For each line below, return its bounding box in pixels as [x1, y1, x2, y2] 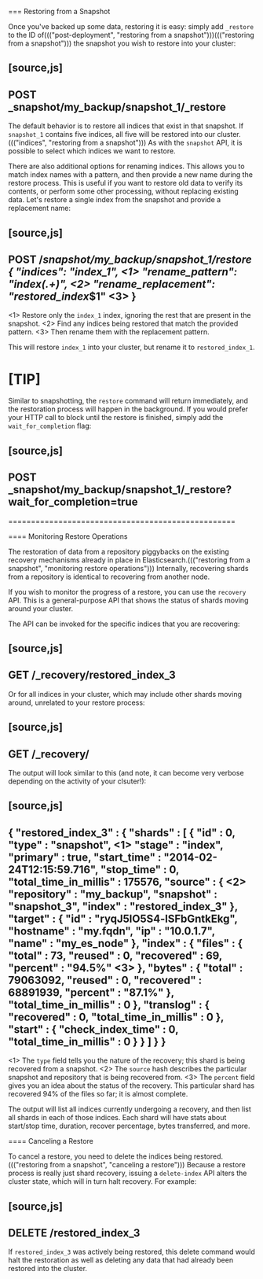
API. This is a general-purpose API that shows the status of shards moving [8, 595, 249, 605]
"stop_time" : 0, [100, 863, 179, 876]
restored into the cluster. [8, 1264, 88, 1273]
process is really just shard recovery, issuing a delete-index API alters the [8, 1168, 247, 1178]
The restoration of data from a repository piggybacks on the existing [8, 547, 229, 556]
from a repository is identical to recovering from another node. [8, 572, 210, 581]
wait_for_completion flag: [8, 421, 92, 431]
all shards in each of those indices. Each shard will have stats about [8, 1113, 227, 1122]
